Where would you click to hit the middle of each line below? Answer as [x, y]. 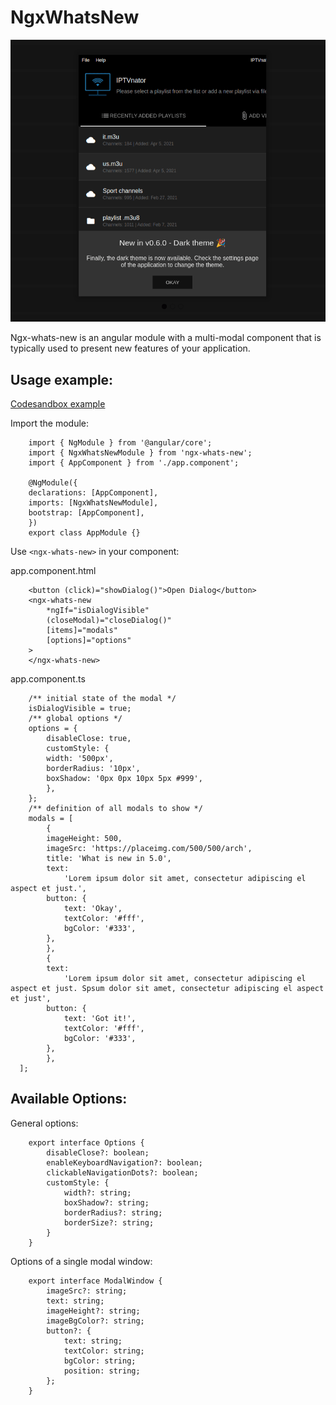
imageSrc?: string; [87, 1291]
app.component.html [53, 570]
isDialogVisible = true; [80, 708]
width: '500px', [80, 758]
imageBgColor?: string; [95, 1321]
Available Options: [69, 1099]
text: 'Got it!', [100, 1018]
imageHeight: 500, [84, 838]
